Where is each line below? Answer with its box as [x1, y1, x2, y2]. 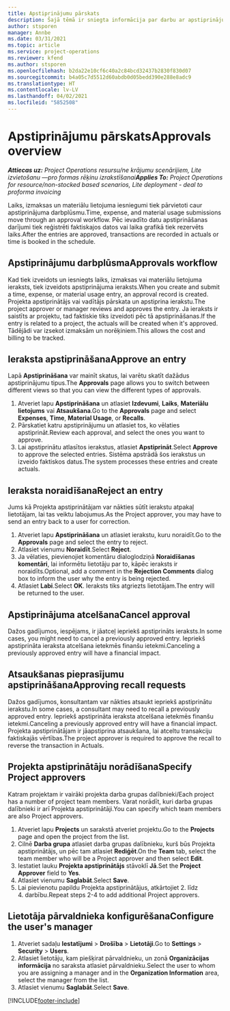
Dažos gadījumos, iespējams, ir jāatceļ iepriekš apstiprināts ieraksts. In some [8, 627, 222, 636]
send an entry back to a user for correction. [8, 518, 130, 526]
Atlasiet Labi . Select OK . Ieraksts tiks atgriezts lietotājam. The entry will [17, 582, 215, 590]
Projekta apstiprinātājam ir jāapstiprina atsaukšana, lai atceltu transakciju [8, 727, 212, 735]
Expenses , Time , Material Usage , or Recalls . [17, 414, 146, 422]
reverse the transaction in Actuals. [8, 741, 104, 749]
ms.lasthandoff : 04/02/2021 [8, 93, 88, 100]
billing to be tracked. [8, 334, 66, 342]
